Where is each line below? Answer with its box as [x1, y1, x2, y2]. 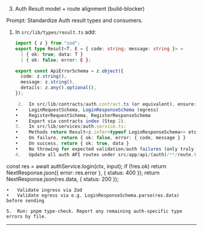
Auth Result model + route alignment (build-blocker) [14, 5, 145, 12]
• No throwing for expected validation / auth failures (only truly [14, 146, 195, 152]
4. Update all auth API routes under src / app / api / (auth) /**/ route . [14, 151, 195, 157]
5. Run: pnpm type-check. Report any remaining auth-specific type [6, 208, 182, 214]
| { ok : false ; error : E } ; [21, 57, 92, 63]
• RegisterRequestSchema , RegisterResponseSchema [14, 112, 151, 118]
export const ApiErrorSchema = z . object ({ [14, 68, 124, 74]
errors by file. [6, 214, 47, 220]
